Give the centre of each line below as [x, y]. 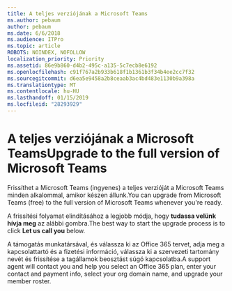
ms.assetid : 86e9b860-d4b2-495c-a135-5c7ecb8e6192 [82, 65]
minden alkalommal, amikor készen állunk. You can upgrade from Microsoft [114, 195]
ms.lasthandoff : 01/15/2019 [48, 98]
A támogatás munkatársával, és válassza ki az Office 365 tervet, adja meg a [116, 244]
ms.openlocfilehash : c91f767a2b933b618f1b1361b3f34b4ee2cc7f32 [101, 72]
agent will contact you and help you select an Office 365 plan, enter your [112, 266]
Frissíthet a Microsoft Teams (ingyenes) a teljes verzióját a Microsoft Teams [116, 187]
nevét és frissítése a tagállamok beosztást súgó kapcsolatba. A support [109, 259]
